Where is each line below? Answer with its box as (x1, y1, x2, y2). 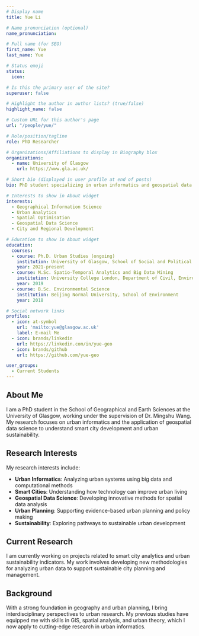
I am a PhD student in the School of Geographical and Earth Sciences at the (6, 405, 191, 413)
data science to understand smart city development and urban (6, 424, 159, 432)
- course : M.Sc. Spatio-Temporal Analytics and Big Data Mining (11, 270, 174, 276)
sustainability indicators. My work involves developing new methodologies (6, 558, 188, 566)
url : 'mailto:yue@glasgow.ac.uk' (17, 324, 99, 331)
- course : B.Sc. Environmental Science (11, 286, 110, 292)
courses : (11, 247, 33, 254)
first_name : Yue (6, 47, 46, 53)
